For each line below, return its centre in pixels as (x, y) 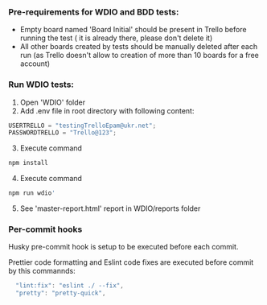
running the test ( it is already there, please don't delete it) (116, 38)
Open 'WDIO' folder (53, 102)
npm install (28, 163)
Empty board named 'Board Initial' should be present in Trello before (133, 30)
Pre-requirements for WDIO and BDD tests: (94, 12)
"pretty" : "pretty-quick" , (61, 293)
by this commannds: (42, 271)
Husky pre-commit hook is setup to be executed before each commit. (123, 247)
